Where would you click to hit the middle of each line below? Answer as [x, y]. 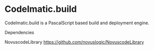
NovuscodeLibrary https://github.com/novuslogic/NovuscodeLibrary [74, 42]
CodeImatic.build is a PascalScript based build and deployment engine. [77, 23]
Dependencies [19, 32]
